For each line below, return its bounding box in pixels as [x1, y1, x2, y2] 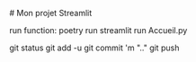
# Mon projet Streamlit [9, 8, 93, 18]
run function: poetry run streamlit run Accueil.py [9, 25, 188, 35]
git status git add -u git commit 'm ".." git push [9, 42, 180, 53]
